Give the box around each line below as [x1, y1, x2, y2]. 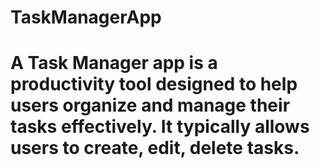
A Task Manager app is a [10, 52, 218, 75]
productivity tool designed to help [10, 73, 298, 96]
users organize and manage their [10, 94, 291, 117]
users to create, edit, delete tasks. [10, 137, 300, 160]
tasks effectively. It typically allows [10, 116, 310, 138]
